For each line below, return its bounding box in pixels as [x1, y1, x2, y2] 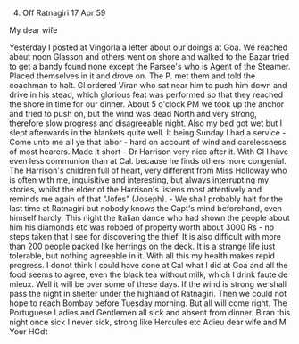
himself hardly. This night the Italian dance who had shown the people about [9, 213, 290, 223]
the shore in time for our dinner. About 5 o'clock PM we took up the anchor [9, 99, 285, 110]
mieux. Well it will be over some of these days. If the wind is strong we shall [9, 279, 287, 289]
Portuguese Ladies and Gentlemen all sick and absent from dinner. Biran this [9, 307, 291, 317]
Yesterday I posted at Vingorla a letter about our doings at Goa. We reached [9, 42, 288, 53]
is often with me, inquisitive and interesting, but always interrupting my [9, 175, 270, 185]
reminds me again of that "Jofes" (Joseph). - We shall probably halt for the [9, 193, 284, 204]
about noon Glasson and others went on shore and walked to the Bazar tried [9, 52, 290, 61]
